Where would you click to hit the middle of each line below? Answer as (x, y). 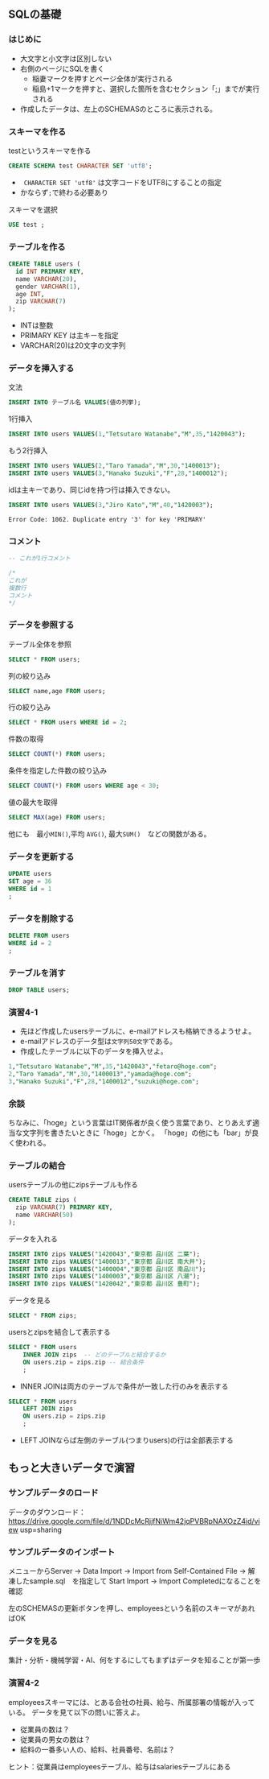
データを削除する (41, 918)
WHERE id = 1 (30, 889)
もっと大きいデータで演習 (71, 1468)
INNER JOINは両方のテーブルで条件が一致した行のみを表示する (124, 1386)
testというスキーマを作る (50, 151)
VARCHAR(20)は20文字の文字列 (73, 345)
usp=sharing (41, 1529)
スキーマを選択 (33, 209)
